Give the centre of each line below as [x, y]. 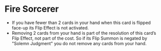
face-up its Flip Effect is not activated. [50, 27]
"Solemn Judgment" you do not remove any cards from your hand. [79, 43]
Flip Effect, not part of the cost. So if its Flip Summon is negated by [80, 38]
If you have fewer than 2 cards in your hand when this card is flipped [81, 23]
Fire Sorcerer [32, 9]
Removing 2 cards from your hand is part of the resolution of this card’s [84, 33]
